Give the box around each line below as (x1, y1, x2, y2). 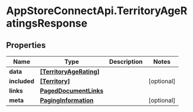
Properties (6, 40, 46, 50)
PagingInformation (40, 96, 94, 104)
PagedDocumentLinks (40, 87, 104, 95)
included (9, 77, 34, 85)
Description (109, 58, 143, 65)
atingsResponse (6, 17, 87, 30)
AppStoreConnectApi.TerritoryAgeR (6, 4, 188, 18)
